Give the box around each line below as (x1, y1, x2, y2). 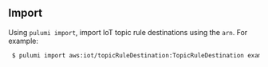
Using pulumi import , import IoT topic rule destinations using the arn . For (8, 27, 248, 37)
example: (8, 36, 38, 45)
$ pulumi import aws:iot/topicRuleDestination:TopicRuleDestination (11, 51, 245, 59)
